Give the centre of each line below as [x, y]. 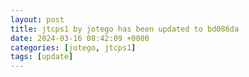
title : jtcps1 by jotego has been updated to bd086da [125, 29]
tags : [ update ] [42, 57]
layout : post [37, 19]
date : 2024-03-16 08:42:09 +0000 [80, 38]
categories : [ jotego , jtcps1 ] [73, 47]
